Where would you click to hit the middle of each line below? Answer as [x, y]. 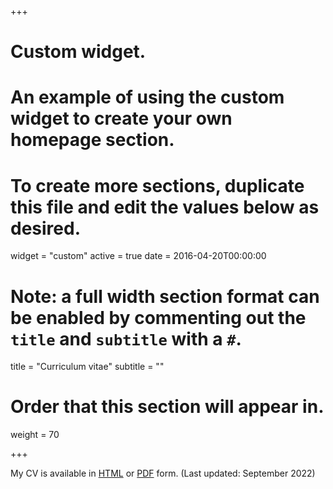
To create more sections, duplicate [157, 185]
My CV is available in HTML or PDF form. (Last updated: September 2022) [163, 473]
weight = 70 [35, 435]
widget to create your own [121, 118]
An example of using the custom [147, 97]
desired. [45, 228]
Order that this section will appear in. [167, 407]
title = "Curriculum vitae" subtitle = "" [87, 367]
